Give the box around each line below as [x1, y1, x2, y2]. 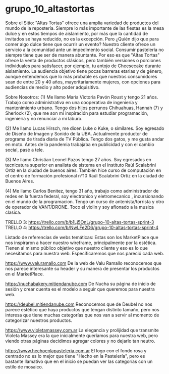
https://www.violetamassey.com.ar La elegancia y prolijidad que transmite [5, 327, 159, 333]
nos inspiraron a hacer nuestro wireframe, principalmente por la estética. [5, 240, 157, 246]
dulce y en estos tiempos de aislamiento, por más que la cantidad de [5, 30, 148, 36]
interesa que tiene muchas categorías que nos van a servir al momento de [5, 312, 159, 318]
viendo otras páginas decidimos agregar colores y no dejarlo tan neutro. [5, 338, 155, 344]
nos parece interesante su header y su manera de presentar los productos [5, 265, 160, 271]
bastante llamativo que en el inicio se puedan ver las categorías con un [5, 358, 153, 364]
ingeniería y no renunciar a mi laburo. [5, 115, 83, 121]
